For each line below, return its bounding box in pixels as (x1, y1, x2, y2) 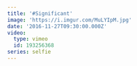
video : (7, 29, 26, 36)
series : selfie (7, 49, 51, 56)
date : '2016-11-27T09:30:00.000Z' (7, 23, 108, 30)
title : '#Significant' (7, 10, 73, 17)
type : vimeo (13, 36, 49, 43)
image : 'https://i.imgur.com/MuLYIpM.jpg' (7, 16, 132, 23)
